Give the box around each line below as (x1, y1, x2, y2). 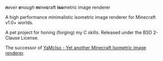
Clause (5, 35, 20, 41)
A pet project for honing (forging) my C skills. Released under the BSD (5, 29, 152, 35)
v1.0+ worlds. (5, 20, 34, 25)
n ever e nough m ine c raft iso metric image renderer (5, 5, 111, 10)
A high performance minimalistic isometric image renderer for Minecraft (5, 14, 156, 20)
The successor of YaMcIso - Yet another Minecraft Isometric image (5, 45, 147, 50)
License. (21, 35, 39, 41)
